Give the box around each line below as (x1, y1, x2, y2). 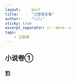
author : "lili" (5, 16, 45, 21)
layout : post (5, 7, 41, 12)
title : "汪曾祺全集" (5, 12, 54, 17)
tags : (5, 30, 16, 35)
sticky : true (5, 21, 32, 26)
